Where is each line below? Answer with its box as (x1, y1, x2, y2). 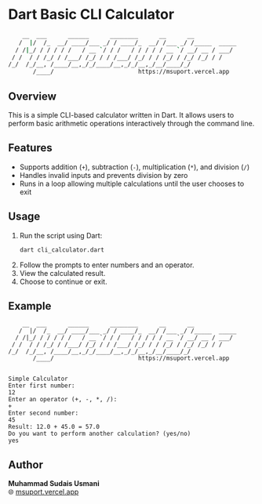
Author (8, 458, 43, 471)
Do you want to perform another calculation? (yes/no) (8, 430, 191, 438)
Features (8, 141, 53, 154)
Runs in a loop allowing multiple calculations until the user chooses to (19, 179, 245, 188)
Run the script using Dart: (19, 230, 103, 240)
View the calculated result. (19, 268, 106, 277)
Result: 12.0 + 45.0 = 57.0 (8, 423, 100, 431)
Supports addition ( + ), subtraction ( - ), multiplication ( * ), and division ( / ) (19, 162, 250, 172)
